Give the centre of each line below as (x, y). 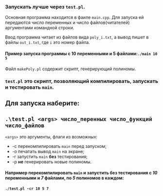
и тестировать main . (30, 87)
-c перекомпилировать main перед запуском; (59, 146)
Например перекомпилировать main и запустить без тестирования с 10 (81, 173)
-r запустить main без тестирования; (50, 157)
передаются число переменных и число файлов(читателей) (67, 22)
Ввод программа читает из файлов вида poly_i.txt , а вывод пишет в (77, 37)
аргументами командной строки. (40, 28)
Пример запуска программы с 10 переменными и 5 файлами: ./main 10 (81, 53)
